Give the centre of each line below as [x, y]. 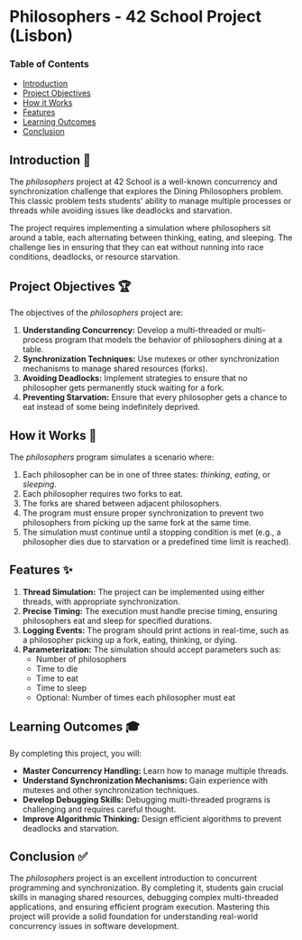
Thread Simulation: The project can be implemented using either [143, 591]
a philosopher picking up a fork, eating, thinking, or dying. [130, 639]
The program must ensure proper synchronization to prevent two [143, 513]
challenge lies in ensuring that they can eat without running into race [137, 247]
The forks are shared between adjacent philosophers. [122, 503]
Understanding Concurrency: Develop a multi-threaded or [132, 330]
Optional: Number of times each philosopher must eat [136, 697]
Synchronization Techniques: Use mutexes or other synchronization [151, 359]
